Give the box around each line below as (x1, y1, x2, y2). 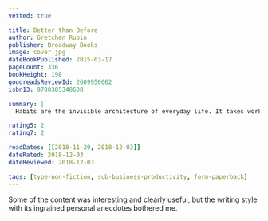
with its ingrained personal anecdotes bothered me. (8, 203, 178, 212)
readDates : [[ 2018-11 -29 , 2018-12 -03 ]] (8, 144, 141, 152)
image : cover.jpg (8, 49, 66, 57)
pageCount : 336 (8, 63, 59, 72)
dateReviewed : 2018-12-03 (8, 158, 94, 166)
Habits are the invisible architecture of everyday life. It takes (15, 107, 245, 116)
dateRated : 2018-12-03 (8, 151, 84, 159)
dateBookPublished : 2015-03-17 (8, 56, 112, 64)
